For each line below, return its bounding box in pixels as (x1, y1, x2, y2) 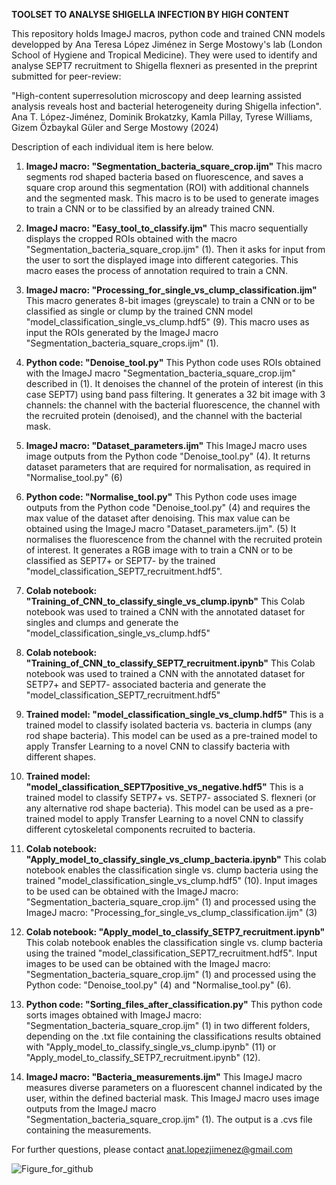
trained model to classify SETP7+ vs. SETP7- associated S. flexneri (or (25, 792, 317, 803)
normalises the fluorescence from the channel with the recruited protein (25, 534, 323, 545)
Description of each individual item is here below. (11, 141, 214, 153)
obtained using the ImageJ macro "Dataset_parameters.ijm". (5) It (25, 523, 297, 534)
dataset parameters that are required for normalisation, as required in (25, 461, 311, 473)
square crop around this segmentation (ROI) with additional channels (25, 182, 309, 193)
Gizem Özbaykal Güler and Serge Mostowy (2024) (11, 122, 219, 133)
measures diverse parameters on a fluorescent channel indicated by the (25, 1082, 323, 1093)
